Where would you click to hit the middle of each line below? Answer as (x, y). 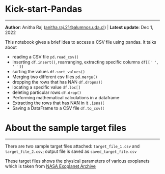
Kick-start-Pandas (44, 9)
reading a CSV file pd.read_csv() (45, 57)
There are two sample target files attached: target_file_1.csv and (72, 146)
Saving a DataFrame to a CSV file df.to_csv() (58, 108)
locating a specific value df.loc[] (46, 87)
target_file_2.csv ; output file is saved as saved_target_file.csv (71, 151)
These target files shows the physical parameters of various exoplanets (77, 161)
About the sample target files (66, 128)
